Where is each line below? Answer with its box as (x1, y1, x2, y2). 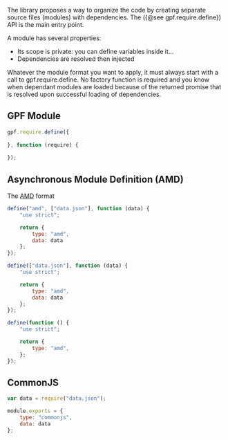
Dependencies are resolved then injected (17, 55, 135, 63)
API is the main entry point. (7, 21, 84, 28)
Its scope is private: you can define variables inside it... (17, 48, 174, 55)
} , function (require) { (7, 141, 79, 148)
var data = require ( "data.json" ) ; (7, 395, 107, 402)
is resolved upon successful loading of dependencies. (7, 90, 162, 98)
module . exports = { (7, 407, 64, 414)
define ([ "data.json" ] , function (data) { (7, 262, 129, 269)
